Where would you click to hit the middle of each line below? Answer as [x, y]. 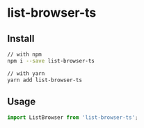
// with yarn [26, 73]
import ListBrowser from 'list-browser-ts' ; [73, 118]
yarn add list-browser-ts [45, 80]
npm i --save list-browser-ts [51, 61]
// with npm [24, 54]
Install [21, 39]
